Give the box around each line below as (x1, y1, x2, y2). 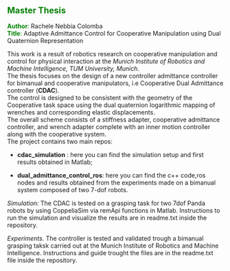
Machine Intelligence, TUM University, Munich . (7, 64, 139, 73)
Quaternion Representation (7, 36, 84, 45)
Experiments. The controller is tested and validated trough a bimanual (7, 235, 204, 243)
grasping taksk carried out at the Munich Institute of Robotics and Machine (7, 241, 219, 250)
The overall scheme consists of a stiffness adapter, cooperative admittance (7, 115, 220, 124)
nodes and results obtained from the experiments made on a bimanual (16, 178, 216, 187)
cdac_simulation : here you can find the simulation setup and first (16, 151, 204, 159)
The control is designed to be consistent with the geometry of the (7, 94, 193, 102)
